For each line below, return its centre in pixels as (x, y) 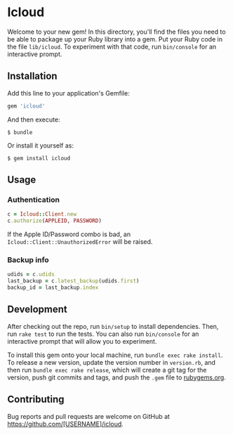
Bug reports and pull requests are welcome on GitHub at (89, 416)
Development (38, 310)
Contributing (36, 400)
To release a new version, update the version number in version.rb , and (112, 362)
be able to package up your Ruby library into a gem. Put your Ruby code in (115, 39)
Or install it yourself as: (40, 145)
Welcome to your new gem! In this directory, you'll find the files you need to (116, 32)
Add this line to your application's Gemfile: (68, 93)
